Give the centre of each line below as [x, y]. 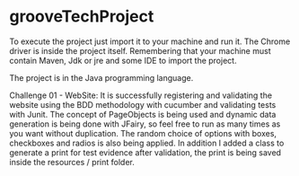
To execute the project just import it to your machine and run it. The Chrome [150, 41]
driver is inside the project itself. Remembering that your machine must [140, 50]
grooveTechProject [82, 17]
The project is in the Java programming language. [101, 77]
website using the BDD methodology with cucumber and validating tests [143, 104]
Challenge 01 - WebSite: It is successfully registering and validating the [141, 95]
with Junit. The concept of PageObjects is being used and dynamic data [143, 114]
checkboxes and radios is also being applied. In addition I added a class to [147, 143]
